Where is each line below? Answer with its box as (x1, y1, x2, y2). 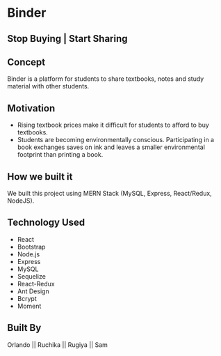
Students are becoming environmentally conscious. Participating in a (17, 136, 214, 144)
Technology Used (7, 217, 85, 229)
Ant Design (17, 287, 50, 295)
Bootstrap (17, 242, 46, 251)
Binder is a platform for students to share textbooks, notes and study (7, 75, 204, 83)
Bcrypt (17, 294, 37, 302)
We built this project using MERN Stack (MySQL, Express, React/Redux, (7, 189, 212, 198)
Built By (7, 322, 42, 334)
